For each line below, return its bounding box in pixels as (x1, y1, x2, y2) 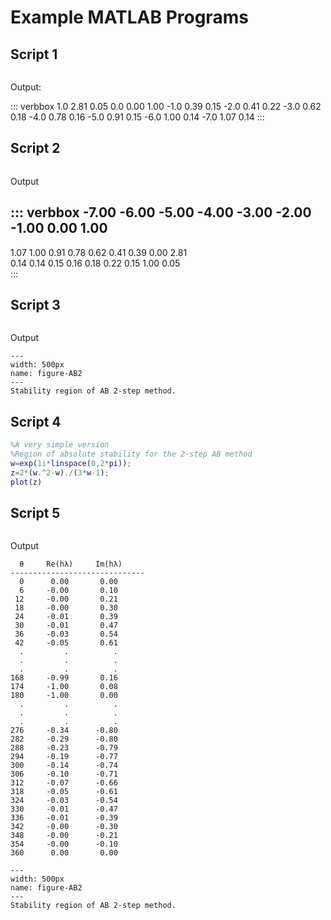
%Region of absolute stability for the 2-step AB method (10, 449, 253, 460)
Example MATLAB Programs (10, 6, 249, 29)
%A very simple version (10, 440, 110, 450)
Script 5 (10, 505, 61, 522)
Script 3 (10, 297, 61, 314)
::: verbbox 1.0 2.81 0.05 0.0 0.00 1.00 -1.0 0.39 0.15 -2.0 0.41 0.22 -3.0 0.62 (10, 101, 322, 112)
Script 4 (10, 413, 62, 430)
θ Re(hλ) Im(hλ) (19, 559, 123, 570)
